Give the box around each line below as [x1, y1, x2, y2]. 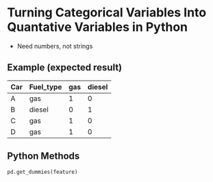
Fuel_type [29, 82, 62, 92]
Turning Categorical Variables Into [7, 5, 207, 21]
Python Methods [7, 151, 80, 162]
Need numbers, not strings [16, 42, 93, 50]
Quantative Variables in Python [7, 19, 188, 35]
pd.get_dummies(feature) [7, 168, 78, 175]
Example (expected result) [7, 62, 123, 73]
